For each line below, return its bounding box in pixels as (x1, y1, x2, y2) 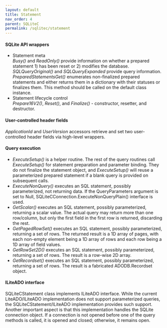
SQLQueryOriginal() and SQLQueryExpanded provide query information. (12, 69, 161, 75)
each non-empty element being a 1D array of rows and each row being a (12, 236, 162, 242)
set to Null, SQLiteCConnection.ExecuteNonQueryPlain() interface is (12, 193, 153, 199)
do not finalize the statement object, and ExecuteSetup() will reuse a (12, 167, 153, 173)
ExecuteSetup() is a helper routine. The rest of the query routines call (12, 156, 155, 162)
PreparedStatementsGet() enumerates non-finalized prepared (12, 74, 140, 80)
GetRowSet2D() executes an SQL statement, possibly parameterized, (12, 246, 155, 253)
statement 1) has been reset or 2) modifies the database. (12, 63, 129, 69)
